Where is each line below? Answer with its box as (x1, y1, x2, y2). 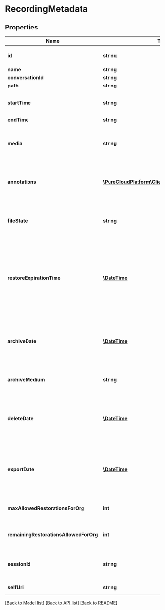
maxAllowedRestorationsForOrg (7, 505, 84, 512)
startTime (7, 99, 31, 106)
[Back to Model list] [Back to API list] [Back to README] (5, 600, 118, 606)
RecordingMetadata (5, 3, 88, 15)
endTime (7, 116, 29, 123)
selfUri (7, 584, 24, 591)
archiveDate (7, 338, 37, 345)
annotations (7, 178, 37, 185)
